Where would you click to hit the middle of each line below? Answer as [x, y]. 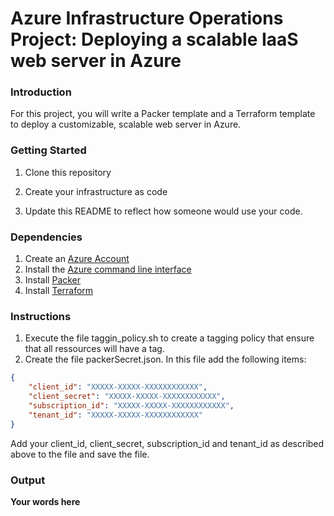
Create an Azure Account [77, 259]
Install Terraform [59, 291]
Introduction [41, 92]
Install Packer [53, 280]
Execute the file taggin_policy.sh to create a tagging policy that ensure [169, 338]
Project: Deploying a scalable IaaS [154, 39]
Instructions [41, 316]
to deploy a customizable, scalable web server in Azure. [126, 124]
